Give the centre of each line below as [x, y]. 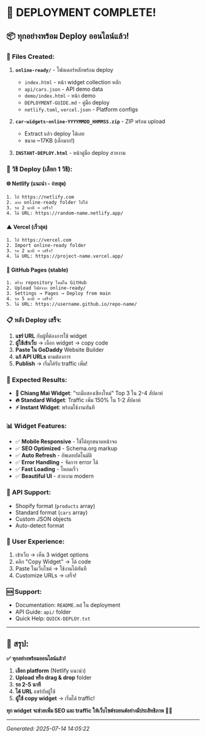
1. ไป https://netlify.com [40, 197]
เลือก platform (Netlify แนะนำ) [51, 671]
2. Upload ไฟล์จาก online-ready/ [46, 288]
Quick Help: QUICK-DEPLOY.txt [53, 618]
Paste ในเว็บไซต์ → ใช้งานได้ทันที [51, 568]
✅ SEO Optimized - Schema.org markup [66, 448]
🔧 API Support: [29, 493]
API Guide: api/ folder [43, 612]
